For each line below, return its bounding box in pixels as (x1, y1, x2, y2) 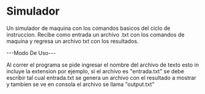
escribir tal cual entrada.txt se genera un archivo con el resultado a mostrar (6, 74, 196, 81)
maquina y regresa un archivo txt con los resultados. (6, 37, 139, 45)
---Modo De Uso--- (6, 49, 56, 56)
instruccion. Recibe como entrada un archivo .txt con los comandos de (6, 31, 185, 38)
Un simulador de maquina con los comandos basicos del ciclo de (6, 24, 171, 32)
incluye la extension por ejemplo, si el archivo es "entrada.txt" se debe (6, 67, 185, 74)
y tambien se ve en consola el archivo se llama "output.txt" (6, 81, 155, 88)
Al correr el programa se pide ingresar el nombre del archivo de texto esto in (6, 61, 199, 68)
